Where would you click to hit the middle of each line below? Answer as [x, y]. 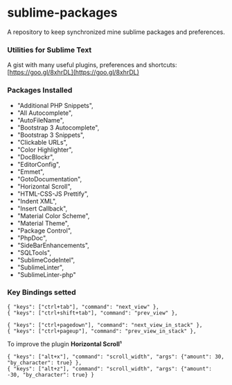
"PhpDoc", [32, 238]
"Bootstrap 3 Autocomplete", [58, 127]
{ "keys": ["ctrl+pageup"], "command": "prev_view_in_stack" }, [102, 331]
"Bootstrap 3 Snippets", [51, 135]
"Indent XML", [37, 201]
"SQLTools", [34, 252]
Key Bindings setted [42, 292]
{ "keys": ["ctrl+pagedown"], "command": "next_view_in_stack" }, [105, 325]
